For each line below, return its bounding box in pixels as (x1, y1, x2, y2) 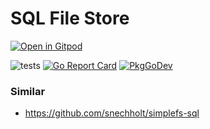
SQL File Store (10, 7, 130, 30)
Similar (10, 84, 46, 98)
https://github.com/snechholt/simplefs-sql (24, 107, 200, 119)
